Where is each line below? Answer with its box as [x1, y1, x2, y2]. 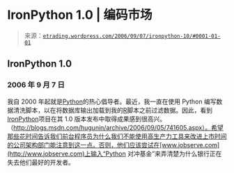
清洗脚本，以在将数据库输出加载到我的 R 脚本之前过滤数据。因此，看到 [13, 106, 213, 114]
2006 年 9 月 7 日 [7, 80, 65, 90]
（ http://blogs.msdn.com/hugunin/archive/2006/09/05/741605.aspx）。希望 [7, 123, 224, 131]
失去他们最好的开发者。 [7, 158, 75, 166]
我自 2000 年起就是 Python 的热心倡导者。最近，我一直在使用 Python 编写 [7, 97, 217, 106]
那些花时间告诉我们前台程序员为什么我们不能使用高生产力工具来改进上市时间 [7, 132, 227, 140]
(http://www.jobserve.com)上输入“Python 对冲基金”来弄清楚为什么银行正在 [7, 149, 222, 158]
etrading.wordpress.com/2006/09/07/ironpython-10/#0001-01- [42, 33, 221, 40]
